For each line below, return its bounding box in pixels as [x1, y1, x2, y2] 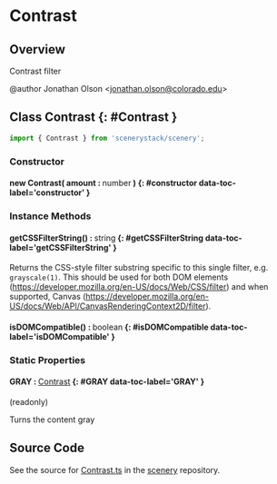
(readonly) [9, 397, 48, 408]
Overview [9, 42, 66, 57]
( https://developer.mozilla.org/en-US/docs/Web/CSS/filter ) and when [9, 282, 269, 292]
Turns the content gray [9, 414, 95, 425]
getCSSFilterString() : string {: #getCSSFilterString [9, 232, 204, 243]
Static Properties [9, 353, 86, 366]
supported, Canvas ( [9, 291, 86, 302]
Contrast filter [9, 65, 62, 76]
